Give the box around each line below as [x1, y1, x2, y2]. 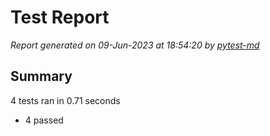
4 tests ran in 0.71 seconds [10, 94, 121, 106]
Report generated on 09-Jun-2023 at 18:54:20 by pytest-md [10, 39, 260, 51]
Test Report [10, 6, 110, 29]
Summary [10, 68, 73, 85]
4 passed [24, 114, 64, 126]
